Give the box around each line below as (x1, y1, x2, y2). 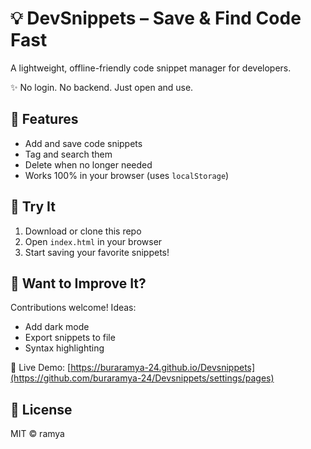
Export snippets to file (24, 332, 116, 344)
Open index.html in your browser (24, 235, 163, 247)
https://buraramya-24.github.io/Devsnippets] (70, 362, 256, 374)
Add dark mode (24, 321, 90, 333)
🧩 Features (10, 111, 79, 128)
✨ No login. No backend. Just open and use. (10, 81, 194, 93)
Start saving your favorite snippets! (24, 246, 170, 258)
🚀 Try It (10, 198, 56, 216)
